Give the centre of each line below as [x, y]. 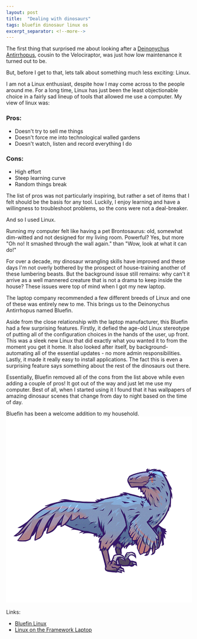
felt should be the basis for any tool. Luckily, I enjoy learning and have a [93, 202]
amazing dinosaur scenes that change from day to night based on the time [97, 396]
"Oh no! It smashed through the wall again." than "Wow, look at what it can [96, 243]
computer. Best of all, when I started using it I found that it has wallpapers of [99, 389]
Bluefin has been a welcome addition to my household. [73, 414]
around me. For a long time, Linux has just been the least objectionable [92, 90]
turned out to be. [27, 61]
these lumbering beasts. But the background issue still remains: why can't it [98, 274]
